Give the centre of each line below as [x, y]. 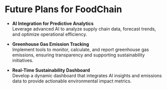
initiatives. [23, 60]
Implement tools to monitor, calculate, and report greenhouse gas [80, 49]
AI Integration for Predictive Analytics [53, 23]
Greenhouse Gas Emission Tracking [51, 44]
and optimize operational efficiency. [49, 34]
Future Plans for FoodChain [63, 9]
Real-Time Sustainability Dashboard [51, 70]
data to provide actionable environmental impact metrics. [72, 81]
